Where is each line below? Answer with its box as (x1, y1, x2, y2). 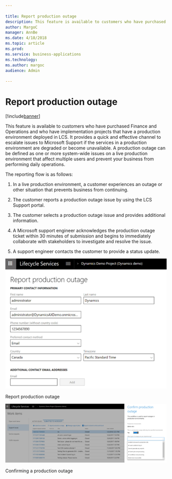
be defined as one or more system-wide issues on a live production (5, 151, 148, 157)
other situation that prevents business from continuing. (12, 187, 129, 193)
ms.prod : (5, 46, 24, 51)
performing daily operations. (5, 161, 66, 168)
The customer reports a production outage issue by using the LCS (12, 197, 153, 203)
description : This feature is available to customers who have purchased (5, 19, 166, 24)
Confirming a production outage (5, 468, 73, 474)
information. (12, 217, 38, 224)
